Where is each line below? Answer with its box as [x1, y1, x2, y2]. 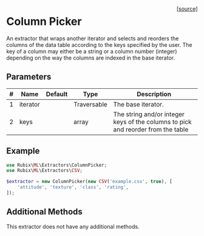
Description [136, 89, 172, 98]
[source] [176, 5, 198, 12]
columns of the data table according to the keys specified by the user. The [6, 41, 192, 48]
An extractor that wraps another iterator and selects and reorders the [6, 35, 179, 42]
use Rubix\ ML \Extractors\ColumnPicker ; [6, 162, 107, 168]
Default [46, 89, 68, 98]
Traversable [73, 100, 107, 108]
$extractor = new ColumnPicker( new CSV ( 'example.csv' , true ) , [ [6, 179, 172, 185]
